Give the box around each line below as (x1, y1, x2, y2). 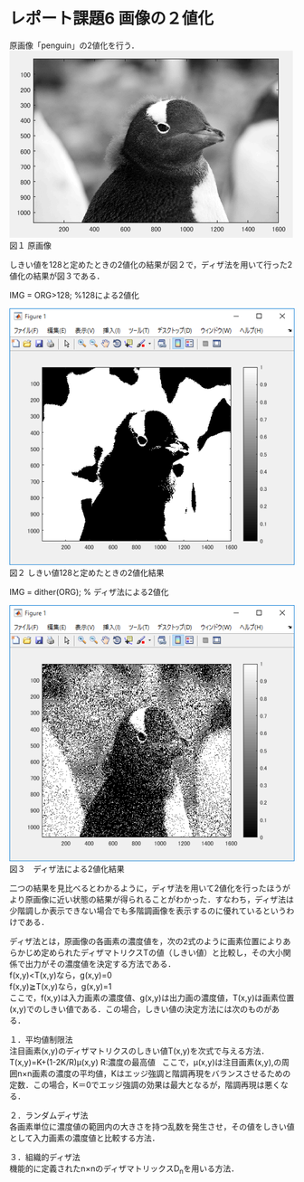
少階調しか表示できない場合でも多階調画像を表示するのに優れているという (9, 905, 287, 916)
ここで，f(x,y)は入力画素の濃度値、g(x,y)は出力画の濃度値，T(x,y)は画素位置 (9, 992, 295, 1004)
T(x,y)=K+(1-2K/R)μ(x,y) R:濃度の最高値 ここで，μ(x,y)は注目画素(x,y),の (9, 1057, 282, 1068)
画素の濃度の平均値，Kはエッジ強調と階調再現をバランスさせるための (31, 1068, 291, 1079)
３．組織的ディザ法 (9, 1152, 81, 1163)
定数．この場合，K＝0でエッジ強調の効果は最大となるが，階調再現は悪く (9, 1080, 280, 1091)
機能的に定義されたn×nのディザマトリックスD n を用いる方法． (9, 1163, 240, 1177)
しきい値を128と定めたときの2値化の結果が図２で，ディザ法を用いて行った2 (9, 259, 293, 269)
